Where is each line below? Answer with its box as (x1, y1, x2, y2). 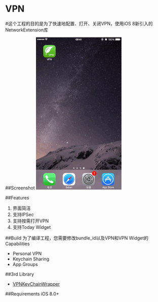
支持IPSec (12, 211, 34, 217)
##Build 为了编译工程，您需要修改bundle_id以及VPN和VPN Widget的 (5, 234, 148, 241)
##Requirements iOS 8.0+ (5, 290, 59, 297)
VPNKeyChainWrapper (12, 281, 60, 287)
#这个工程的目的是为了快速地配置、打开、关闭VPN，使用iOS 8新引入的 (5, 20, 153, 26)
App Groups (12, 261, 38, 267)
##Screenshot (5, 185, 35, 191)
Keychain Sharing (12, 256, 50, 262)
